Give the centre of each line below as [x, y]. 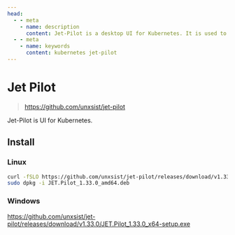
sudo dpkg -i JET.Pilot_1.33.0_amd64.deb [69, 183]
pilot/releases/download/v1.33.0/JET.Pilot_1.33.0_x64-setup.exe [99, 224]
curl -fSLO [23, 177]
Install [21, 142]
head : [15, 14]
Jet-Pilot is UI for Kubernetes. [50, 120]
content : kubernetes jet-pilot [71, 53]
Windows [24, 201]
